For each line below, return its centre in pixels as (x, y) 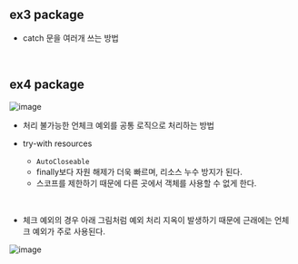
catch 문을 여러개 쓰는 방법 (71, 38)
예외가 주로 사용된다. (69, 231)
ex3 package (47, 15)
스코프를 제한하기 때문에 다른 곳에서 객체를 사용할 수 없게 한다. (146, 183)
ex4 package (47, 85)
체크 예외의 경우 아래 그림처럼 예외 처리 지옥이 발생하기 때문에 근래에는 (147, 220)
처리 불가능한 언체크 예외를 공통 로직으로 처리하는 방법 (119, 125)
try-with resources (57, 143)
